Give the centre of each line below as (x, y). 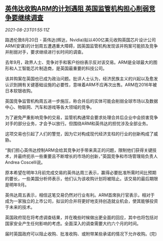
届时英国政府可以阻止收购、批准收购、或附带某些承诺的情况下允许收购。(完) (81, 234)
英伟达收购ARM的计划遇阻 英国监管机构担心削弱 (77, 9)
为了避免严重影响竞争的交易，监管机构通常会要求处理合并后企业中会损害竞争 (81, 117)
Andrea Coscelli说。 (25, 162)
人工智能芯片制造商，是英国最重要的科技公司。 (60, 68)
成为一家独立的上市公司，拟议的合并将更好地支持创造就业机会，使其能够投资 (81, 201)
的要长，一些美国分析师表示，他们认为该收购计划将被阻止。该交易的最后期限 (81, 178)
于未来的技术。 (20, 207)
